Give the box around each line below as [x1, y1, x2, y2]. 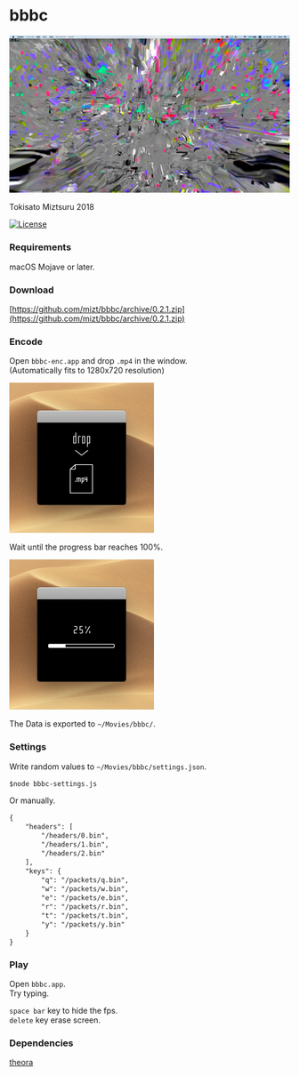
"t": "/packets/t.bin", [41, 911, 129, 920]
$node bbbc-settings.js [9, 779, 98, 788]
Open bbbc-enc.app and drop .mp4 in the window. [9, 356, 189, 366]
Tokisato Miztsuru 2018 [9, 202, 95, 213]
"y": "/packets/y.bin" [41, 919, 125, 929]
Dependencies [9, 1037, 74, 1049]
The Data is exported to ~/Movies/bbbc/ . [9, 719, 156, 729]
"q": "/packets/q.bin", [41, 875, 129, 885]
